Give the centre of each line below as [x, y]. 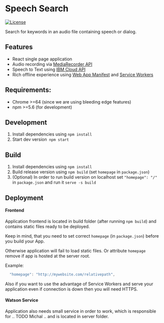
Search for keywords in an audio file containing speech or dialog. [71, 31]
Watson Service [22, 300]
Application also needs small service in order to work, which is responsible [81, 311]
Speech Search [37, 9]
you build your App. [25, 241]
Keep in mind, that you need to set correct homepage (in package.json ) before [82, 236]
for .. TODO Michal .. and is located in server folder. [57, 316]
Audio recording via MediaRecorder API [52, 64]
